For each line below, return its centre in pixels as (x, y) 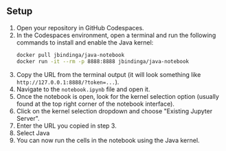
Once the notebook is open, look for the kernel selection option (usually (117, 96)
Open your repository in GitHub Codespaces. (80, 27)
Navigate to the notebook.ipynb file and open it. (83, 89)
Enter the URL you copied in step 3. (67, 126)
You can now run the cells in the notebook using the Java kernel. (108, 140)
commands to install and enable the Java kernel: (85, 42)
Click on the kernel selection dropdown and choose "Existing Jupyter (114, 111)
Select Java (33, 132)
